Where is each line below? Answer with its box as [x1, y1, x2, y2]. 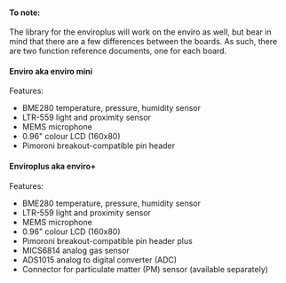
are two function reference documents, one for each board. [9, 45, 227, 57]
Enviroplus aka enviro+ [9, 161, 96, 171]
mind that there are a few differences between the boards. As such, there [9, 36, 278, 47]
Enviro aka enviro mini [9, 66, 93, 76]
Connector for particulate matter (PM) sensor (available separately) [21, 263, 269, 274]
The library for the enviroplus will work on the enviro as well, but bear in [9, 27, 272, 37]
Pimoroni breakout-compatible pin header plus [21, 235, 193, 246]
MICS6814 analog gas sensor [21, 245, 131, 255]
